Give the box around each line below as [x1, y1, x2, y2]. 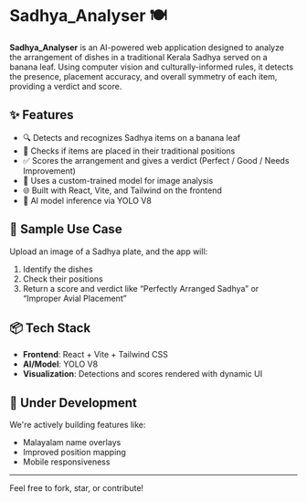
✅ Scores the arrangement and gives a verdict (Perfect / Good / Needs [22, 155, 290, 166]
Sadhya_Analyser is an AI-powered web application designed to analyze [9, 41, 285, 53]
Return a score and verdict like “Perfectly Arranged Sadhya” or [22, 283, 259, 294]
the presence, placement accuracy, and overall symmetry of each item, [9, 70, 278, 81]
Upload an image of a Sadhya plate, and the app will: [9, 246, 208, 257]
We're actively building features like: [9, 420, 146, 431]
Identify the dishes [22, 263, 93, 274]
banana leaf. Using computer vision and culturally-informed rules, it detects [9, 61, 294, 72]
